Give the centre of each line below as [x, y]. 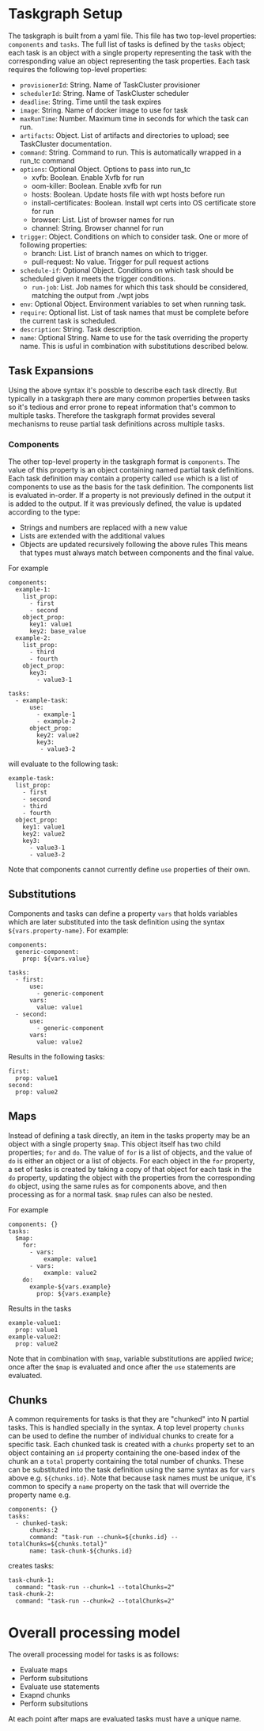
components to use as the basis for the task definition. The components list [131, 487]
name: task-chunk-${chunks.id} [81, 1551]
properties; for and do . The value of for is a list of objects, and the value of [130, 1152]
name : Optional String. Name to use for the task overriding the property [134, 337]
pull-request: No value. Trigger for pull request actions [120, 262]
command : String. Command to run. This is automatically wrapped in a [130, 152]
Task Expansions [51, 371]
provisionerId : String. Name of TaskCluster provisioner [110, 85]
